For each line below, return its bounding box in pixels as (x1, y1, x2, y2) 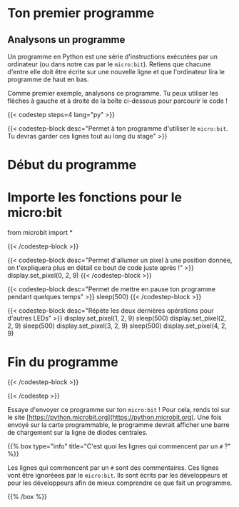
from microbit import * (7, 229, 73, 237)
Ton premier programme (7, 5, 155, 21)
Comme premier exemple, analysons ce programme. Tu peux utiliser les (7, 89, 219, 97)
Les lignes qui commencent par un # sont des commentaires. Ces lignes (7, 463, 219, 472)
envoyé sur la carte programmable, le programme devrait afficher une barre (7, 421, 230, 429)
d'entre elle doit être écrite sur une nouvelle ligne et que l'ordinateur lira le (7, 68, 225, 76)
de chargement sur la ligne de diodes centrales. (7, 428, 148, 437)
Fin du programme (7, 354, 119, 371)
